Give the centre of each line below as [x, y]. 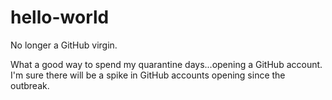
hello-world [60, 17]
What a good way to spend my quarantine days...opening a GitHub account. [166, 64]
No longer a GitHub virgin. [64, 45]
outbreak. [30, 85]
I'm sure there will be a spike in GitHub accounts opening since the [148, 75]
